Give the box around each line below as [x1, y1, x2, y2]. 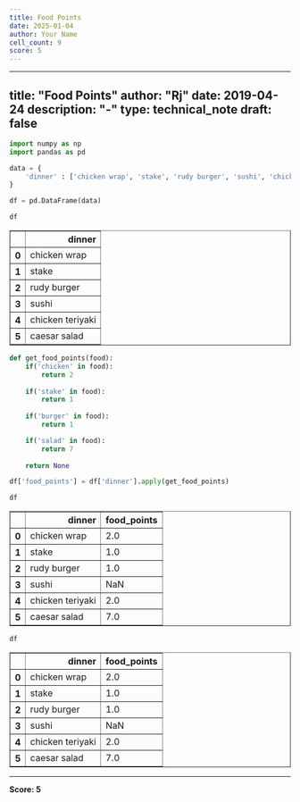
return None [25, 461, 70, 470]
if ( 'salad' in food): [25, 436, 105, 445]
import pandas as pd [9, 147, 87, 156]
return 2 [41, 370, 74, 380]
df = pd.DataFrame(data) [9, 196, 102, 205]
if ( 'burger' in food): [25, 412, 110, 421]
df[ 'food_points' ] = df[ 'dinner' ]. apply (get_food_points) [9, 477, 229, 487]
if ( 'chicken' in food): [25, 362, 114, 371]
